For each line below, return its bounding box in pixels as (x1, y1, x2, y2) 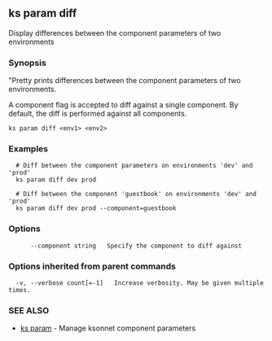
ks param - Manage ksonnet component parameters (20, 323, 196, 333)
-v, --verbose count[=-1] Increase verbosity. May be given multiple (15, 279, 265, 287)
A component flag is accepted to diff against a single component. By (8, 100, 239, 110)
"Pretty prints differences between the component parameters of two (8, 76, 242, 85)
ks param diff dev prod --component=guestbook (15, 204, 177, 212)
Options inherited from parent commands (8, 260, 177, 272)
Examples (8, 143, 49, 155)
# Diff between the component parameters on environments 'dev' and (15, 162, 253, 170)
